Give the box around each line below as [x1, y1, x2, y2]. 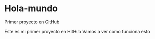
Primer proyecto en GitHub [4, 19, 60, 25]
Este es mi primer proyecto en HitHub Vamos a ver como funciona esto [4, 28, 150, 34]
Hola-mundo [4, 3, 58, 14]
